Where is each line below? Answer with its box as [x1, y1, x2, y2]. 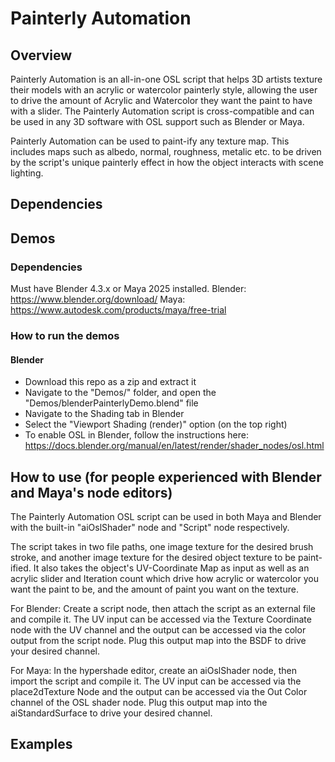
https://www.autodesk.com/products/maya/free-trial [10, 304, 227, 316]
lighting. [10, 167, 44, 179]
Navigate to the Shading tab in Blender [24, 408, 185, 420]
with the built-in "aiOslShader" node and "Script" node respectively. [10, 522, 290, 534]
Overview [10, 47, 73, 64]
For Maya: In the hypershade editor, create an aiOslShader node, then [10, 665, 297, 677]
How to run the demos [10, 329, 120, 342]
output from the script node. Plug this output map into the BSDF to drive [10, 635, 307, 647]
